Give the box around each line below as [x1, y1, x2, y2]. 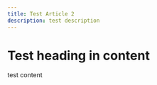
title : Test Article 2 [7, 10, 75, 18]
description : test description [7, 17, 100, 24]
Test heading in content [7, 47, 151, 64]
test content [7, 71, 43, 79]
